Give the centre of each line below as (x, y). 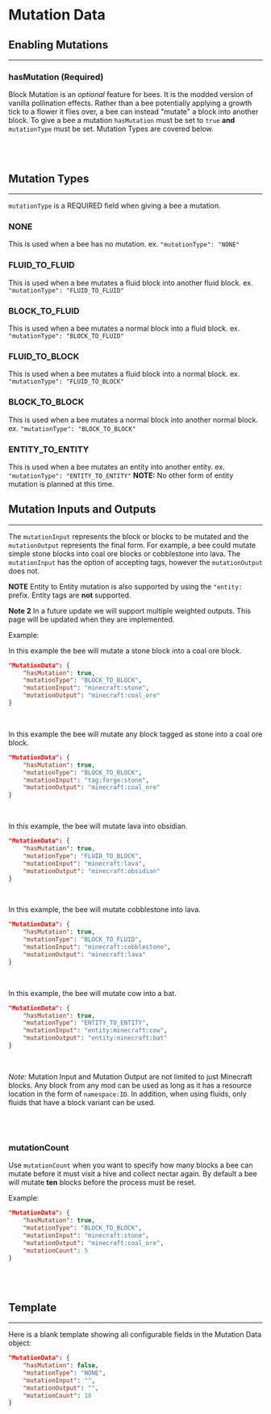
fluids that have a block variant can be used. (82, 1102)
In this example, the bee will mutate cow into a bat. (93, 993)
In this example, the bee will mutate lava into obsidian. (98, 826)
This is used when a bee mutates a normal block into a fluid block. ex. (124, 328)
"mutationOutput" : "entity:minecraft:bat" (95, 1038)
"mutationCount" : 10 (57, 1395)
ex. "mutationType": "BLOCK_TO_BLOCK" (72, 428)
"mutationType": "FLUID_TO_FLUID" (67, 290)
